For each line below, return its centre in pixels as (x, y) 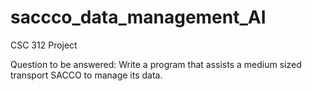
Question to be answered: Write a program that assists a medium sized (156, 64)
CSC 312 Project (44, 45)
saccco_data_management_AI (138, 17)
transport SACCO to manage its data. (86, 75)
